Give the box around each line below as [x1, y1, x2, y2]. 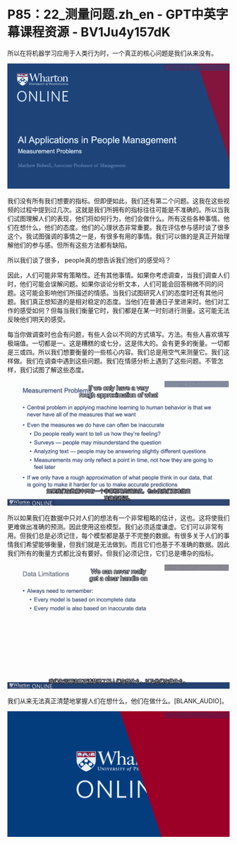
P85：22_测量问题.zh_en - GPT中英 [7, 6, 217, 23]
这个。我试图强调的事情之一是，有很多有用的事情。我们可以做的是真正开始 [7, 232, 224, 241]
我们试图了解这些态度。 [19, 366, 88, 374]
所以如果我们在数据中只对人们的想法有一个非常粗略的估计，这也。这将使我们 [7, 514, 230, 522]
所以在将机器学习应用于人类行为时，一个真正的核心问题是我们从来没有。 [7, 49, 217, 57]
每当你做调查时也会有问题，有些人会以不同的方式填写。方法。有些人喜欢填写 [7, 330, 230, 339]
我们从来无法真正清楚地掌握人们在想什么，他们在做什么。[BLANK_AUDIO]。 [7, 697, 228, 705]
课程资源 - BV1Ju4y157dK [20, 24, 171, 40]
